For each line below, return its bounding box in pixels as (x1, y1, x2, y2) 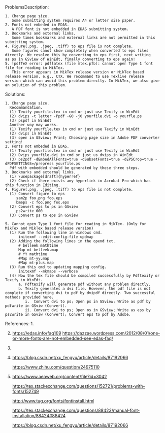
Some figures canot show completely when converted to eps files (11, 48, 149, 53)
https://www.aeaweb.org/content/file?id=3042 (12, 374, 107, 379)
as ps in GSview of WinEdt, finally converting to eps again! (5, 57, 135, 62)
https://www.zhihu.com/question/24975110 (12, 364, 100, 370)
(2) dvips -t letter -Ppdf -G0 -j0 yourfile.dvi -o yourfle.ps (9, 114, 142, 119)
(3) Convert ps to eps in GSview (9, 213, 78, 218)
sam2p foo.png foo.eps (16, 196, 63, 200)
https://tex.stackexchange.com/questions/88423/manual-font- (12, 407, 140, 413)
